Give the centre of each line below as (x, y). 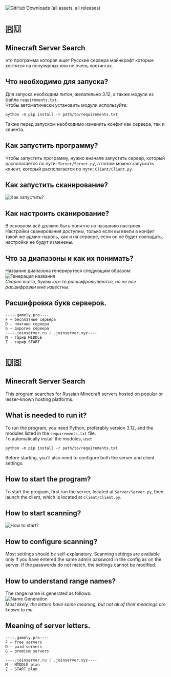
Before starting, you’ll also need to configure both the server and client (80, 457)
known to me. (20, 610)
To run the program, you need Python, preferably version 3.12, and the (79, 428)
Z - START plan (22, 669)
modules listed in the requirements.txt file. (51, 433)
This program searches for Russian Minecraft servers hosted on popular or (84, 394)
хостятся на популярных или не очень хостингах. (59, 66)
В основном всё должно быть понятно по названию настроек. (74, 226)
